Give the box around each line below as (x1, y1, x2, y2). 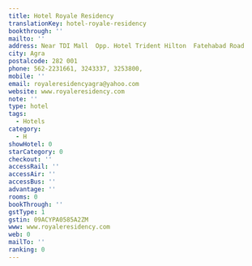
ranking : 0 (8, 246, 45, 254)
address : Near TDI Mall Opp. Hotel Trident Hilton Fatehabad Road (8, 42, 245, 50)
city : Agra (8, 49, 45, 58)
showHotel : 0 (8, 139, 53, 148)
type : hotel (8, 102, 49, 110)
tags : (8, 110, 27, 118)
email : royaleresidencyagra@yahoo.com (8, 79, 139, 88)
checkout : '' (8, 155, 53, 163)
